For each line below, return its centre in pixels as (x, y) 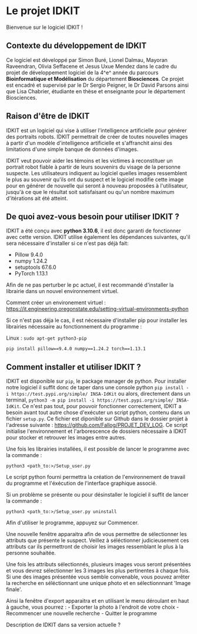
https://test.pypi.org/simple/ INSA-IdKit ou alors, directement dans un (101, 394)
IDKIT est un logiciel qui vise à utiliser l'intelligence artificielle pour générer (96, 130)
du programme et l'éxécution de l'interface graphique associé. (81, 483)
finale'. (14, 589)
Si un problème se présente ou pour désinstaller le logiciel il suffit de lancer (97, 495)
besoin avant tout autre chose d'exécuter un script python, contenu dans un (98, 413)
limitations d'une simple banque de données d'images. (72, 149)
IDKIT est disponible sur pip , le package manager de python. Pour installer (96, 381)
